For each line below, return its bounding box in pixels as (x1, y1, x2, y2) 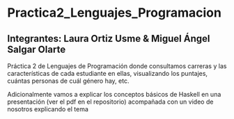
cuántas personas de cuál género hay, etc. (7, 77, 130, 85)
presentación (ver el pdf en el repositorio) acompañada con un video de (7, 97, 214, 106)
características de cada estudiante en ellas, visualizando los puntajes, (7, 70, 208, 77)
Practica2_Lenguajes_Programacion (7, 5, 221, 21)
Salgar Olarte (7, 43, 66, 55)
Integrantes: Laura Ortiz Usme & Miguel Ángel (7, 33, 210, 45)
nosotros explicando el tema (7, 105, 89, 113)
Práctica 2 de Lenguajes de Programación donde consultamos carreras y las (7, 62, 227, 70)
